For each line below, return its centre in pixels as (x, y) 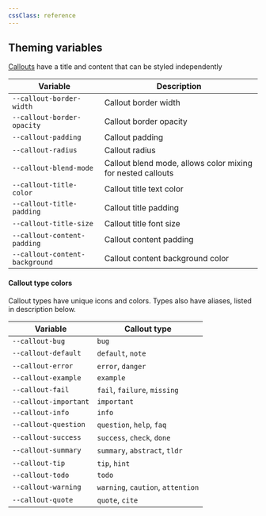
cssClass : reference (42, 15)
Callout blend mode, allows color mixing (179, 164)
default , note (122, 352)
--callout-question (49, 424)
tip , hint (114, 463)
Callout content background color (167, 259)
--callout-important (51, 401)
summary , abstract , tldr (140, 450)
